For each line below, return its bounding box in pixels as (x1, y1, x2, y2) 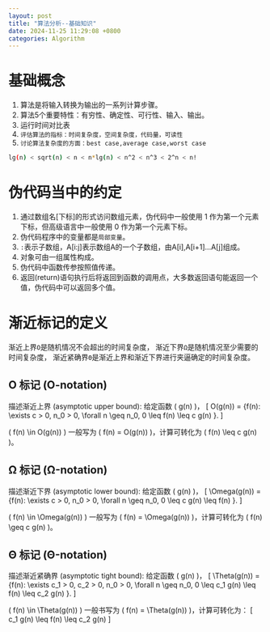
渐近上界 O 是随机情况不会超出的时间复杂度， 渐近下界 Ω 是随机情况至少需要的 (8, 341, 259, 352)
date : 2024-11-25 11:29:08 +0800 (8, 27, 121, 35)
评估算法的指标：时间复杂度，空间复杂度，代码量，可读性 (19, 131, 184, 139)
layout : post (8, 11, 53, 20)
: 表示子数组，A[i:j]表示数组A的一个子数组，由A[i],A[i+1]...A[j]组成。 (19, 242, 245, 252)
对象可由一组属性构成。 (19, 252, 99, 261)
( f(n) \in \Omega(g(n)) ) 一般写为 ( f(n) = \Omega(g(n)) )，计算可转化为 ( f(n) (8, 511, 263, 522)
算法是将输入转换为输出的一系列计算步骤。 (19, 100, 162, 110)
